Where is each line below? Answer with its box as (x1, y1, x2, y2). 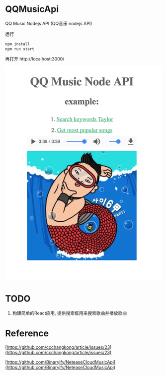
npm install (5, 41, 30, 47)
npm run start (5, 46, 35, 52)
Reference (5, 327, 49, 339)
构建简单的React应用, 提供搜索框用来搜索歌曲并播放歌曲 (12, 310, 127, 316)
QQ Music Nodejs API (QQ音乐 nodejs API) (5, 20, 92, 26)
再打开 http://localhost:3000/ (5, 56, 65, 62)
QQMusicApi (5, 3, 59, 15)
